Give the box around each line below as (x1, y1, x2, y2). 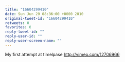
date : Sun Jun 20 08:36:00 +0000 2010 (5, 12, 84, 16)
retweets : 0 (5, 20, 29, 25)
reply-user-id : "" (5, 34, 42, 39)
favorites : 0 (5, 25, 32, 30)
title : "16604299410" (5, 7, 49, 12)
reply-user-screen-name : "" (5, 38, 62, 43)
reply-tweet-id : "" (5, 29, 45, 34)
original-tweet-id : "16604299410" (5, 16, 75, 21)
